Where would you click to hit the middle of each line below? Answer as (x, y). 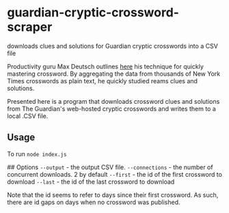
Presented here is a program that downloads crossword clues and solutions (113, 101)
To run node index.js (37, 154)
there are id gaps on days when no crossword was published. (94, 202)
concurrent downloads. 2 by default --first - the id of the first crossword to (114, 174)
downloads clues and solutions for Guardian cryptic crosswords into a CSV (113, 46)
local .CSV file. (28, 116)
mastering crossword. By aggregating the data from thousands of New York (114, 74)
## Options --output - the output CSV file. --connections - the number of (110, 167)
